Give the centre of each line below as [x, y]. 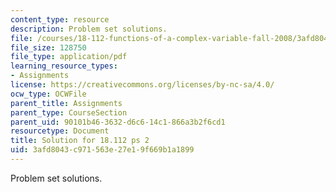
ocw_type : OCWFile [48, 94]
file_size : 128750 [48, 47]
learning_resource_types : [64, 66]
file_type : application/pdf [69, 57]
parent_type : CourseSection [69, 112]
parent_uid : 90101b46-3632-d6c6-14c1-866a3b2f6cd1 [118, 122]
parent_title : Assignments [66, 103]
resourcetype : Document [60, 131]
